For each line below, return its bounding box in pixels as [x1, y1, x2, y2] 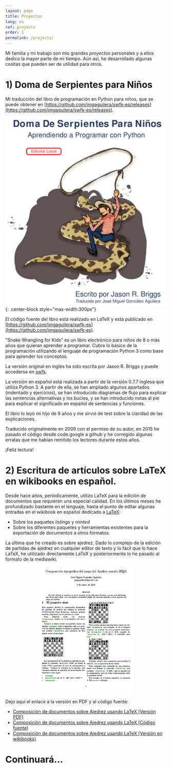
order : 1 [5, 30, 24, 35]
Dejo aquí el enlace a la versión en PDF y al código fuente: [5, 698, 129, 704]
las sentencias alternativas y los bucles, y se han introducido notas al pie [5, 395, 160, 401]
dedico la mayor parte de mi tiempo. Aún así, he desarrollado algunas [5, 55, 152, 62]
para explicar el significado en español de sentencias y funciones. [5, 400, 145, 407]
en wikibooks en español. [5, 475, 117, 487]
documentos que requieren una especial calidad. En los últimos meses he [5, 498, 161, 504]
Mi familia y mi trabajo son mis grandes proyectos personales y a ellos [5, 50, 154, 56]
